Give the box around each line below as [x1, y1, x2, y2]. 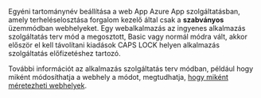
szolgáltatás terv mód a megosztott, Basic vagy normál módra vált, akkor [8, 32, 248, 41]
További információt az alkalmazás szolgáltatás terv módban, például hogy [8, 64, 254, 73]
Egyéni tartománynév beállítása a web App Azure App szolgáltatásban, [8, 7, 240, 16]
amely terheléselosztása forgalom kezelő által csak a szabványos [8, 15, 224, 24]
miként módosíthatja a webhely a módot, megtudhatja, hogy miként [8, 73, 229, 81]
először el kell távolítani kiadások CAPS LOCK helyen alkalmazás [8, 40, 220, 50]
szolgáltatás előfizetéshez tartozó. [8, 49, 121, 58]
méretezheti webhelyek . [8, 81, 88, 90]
